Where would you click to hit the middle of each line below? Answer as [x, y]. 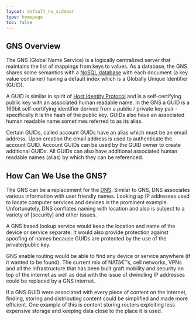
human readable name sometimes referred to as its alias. [75, 121]
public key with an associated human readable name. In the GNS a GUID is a [98, 102]
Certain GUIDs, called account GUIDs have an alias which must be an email [97, 133]
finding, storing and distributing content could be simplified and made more [97, 298]
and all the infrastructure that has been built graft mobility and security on [95, 269]
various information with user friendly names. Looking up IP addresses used [98, 196]
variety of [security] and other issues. [51, 215]
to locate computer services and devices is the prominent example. [87, 202]
